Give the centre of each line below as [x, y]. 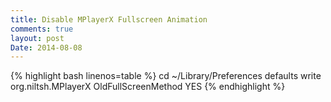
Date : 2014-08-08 [46, 47]
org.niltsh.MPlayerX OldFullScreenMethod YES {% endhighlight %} [148, 87]
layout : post [37, 38]
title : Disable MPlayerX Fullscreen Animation [109, 19]
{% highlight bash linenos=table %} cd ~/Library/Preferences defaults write [166, 76]
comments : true [42, 29]
